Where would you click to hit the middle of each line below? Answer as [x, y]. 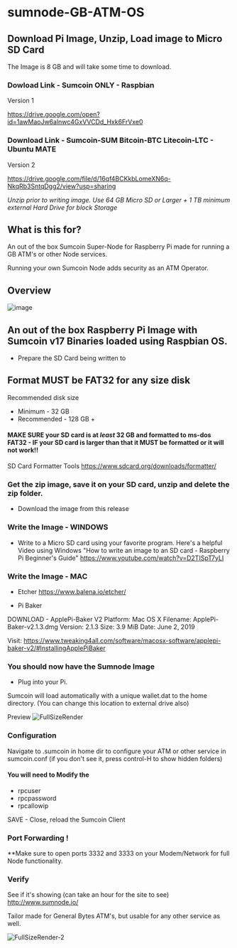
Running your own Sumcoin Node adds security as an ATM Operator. [108, 268]
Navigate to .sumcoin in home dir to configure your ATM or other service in [117, 751]
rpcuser [29, 790]
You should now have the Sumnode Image [81, 667]
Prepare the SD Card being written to [72, 358]
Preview [19, 717]
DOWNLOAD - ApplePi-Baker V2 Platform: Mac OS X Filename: [99, 619]
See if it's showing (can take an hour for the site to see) [88, 895]
